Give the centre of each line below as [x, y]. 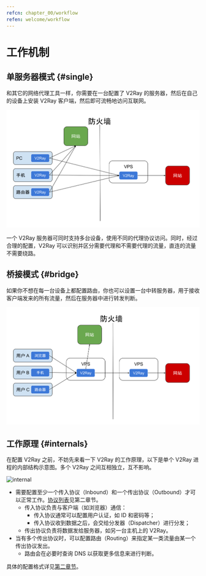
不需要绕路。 [22, 253]
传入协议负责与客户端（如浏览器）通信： [75, 507]
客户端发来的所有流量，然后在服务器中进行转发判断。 [74, 298]
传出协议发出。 [34, 545]
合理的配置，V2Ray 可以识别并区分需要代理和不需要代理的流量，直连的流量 [101, 245]
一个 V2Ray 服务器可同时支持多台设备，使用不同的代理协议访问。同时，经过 [102, 238]
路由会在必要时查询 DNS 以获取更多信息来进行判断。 [91, 553]
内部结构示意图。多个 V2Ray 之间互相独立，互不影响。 [86, 467]
